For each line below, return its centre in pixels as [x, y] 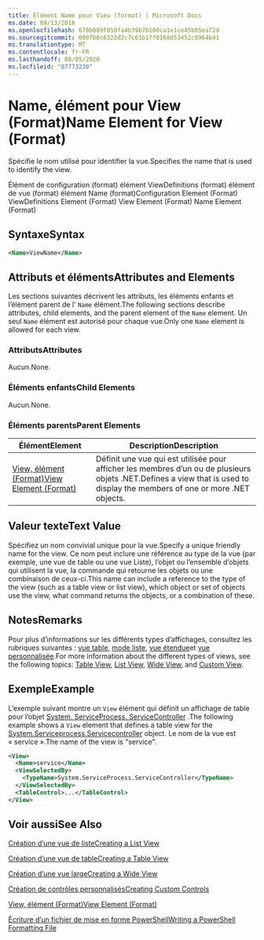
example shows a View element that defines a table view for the [111, 725]
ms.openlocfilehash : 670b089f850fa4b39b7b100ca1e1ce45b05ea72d [114, 30]
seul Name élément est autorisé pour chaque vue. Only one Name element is [126, 321]
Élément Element [50, 446]
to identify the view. [40, 169]
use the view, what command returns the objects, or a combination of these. [132, 595]
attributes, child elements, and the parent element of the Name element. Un [128, 313]
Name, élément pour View [95, 105]
